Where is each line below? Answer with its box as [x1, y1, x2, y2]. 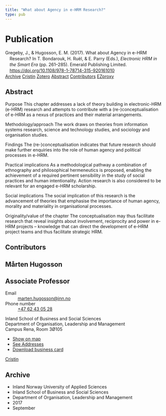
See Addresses [12, 341, 44, 347]
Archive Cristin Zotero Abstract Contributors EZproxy [5, 73, 114, 79]
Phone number [5, 301, 36, 307]
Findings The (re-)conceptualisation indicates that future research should [5, 141, 156, 147]
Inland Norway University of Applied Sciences [12, 384, 107, 390]
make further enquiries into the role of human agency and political [5, 146, 141, 152]
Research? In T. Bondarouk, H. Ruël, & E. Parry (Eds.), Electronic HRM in [9, 56, 157, 62]
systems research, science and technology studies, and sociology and [5, 127, 150, 133]
